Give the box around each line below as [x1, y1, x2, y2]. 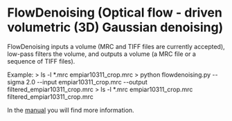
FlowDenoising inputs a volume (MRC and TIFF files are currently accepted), [7, 42, 225, 50]
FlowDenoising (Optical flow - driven [7, 5, 223, 21]
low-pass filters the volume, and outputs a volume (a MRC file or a [7, 50, 196, 58]
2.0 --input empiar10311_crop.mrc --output [26, 77, 148, 86]
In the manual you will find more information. [7, 106, 134, 114]
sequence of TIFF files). [7, 57, 75, 65]
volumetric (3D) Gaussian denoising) [7, 19, 224, 35]
